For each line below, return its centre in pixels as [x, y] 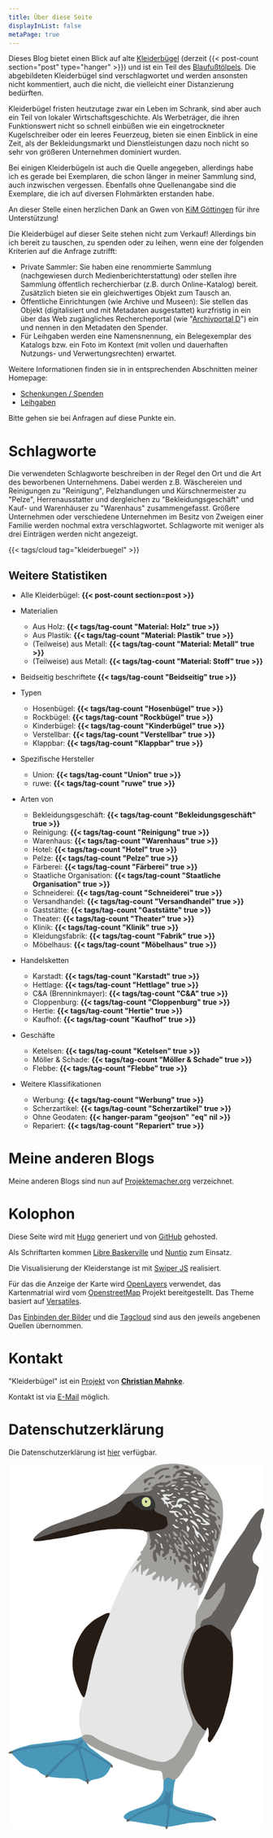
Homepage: [28, 378]
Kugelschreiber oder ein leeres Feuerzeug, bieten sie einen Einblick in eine [133, 135]
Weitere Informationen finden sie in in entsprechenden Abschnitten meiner [133, 370]
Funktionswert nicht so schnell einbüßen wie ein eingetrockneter [117, 126]
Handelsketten [44, 961]
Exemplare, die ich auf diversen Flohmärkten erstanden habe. [111, 194]
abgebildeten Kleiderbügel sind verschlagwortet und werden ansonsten [128, 76]
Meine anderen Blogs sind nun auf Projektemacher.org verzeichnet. [121, 1181]
